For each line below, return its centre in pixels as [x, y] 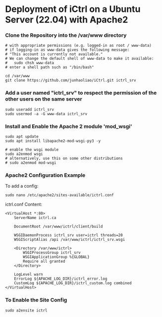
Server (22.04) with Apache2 [67, 20]
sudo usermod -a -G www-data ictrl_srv [46, 114]
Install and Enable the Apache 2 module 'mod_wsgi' [69, 126]
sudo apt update [22, 137]
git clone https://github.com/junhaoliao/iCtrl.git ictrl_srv [71, 81]
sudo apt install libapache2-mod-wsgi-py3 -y [53, 141]
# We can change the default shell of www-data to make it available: [80, 59]
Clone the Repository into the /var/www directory [66, 35]
